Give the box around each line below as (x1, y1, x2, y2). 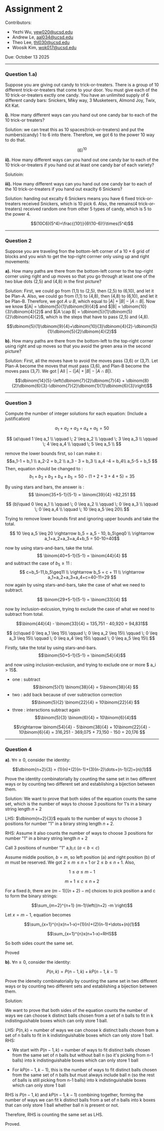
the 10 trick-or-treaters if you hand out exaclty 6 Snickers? (5, 186, 123, 192)
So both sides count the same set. (5, 940, 74, 946)
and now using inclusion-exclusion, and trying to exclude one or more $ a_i (5, 662, 156, 667)
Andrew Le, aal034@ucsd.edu (12, 34, 74, 40)
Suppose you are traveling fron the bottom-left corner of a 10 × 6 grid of (5, 248, 150, 254)
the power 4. (5, 211, 31, 217)
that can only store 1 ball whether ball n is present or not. (5, 1102, 119, 1108)
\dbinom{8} (126, 378, 149, 384)
